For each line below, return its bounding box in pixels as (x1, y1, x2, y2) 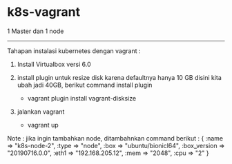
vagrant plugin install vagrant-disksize (27, 94, 137, 102)
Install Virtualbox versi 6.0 (17, 60, 91, 68)
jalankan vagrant (17, 107, 65, 116)
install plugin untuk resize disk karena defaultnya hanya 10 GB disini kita (17, 73, 222, 81)
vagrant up (27, 121, 59, 129)
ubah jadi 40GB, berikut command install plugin (17, 81, 153, 89)
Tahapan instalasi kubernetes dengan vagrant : (7, 46, 141, 55)
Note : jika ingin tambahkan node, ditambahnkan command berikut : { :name (7, 134, 223, 142)
